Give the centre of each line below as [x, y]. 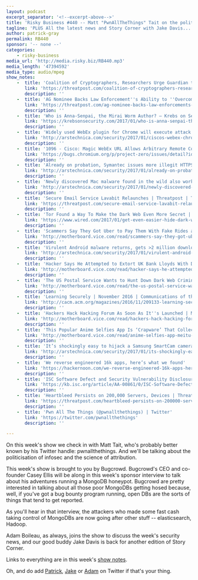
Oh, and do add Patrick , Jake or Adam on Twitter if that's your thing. [89, 571]
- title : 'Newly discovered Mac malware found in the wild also [99, 182]
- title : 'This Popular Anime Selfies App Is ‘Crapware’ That [96, 330]
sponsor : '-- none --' [34, 45]
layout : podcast [26, 12]
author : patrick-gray [33, 34]
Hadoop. [17, 524]
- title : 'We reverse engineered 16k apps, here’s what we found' [101, 363]
